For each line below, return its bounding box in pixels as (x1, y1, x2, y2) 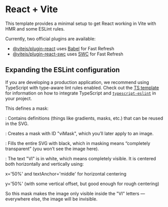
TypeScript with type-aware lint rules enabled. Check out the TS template (5, 84, 159, 91)
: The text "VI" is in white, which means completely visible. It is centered (5, 155, 156, 161)
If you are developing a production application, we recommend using (5, 79, 149, 85)
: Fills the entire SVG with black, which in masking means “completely (5, 140, 151, 146)
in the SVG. (5, 121, 29, 127)
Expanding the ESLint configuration (5, 66, 120, 74)
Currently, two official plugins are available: (5, 36, 96, 42)
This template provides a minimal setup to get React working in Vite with (5, 20, 156, 26)
